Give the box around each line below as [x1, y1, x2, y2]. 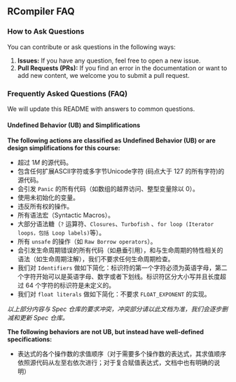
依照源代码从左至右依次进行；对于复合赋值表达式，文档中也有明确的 [17, 358, 214, 367]
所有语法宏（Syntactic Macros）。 [17, 211, 114, 220]
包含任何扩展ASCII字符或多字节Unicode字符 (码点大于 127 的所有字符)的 [17, 167, 225, 176]
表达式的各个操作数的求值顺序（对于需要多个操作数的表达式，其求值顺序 [17, 350, 226, 358]
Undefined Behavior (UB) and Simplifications [7, 121, 141, 129]
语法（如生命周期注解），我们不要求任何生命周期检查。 [17, 255, 174, 263]
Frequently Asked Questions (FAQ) [7, 88, 128, 98]
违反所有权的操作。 [17, 202, 74, 211]
